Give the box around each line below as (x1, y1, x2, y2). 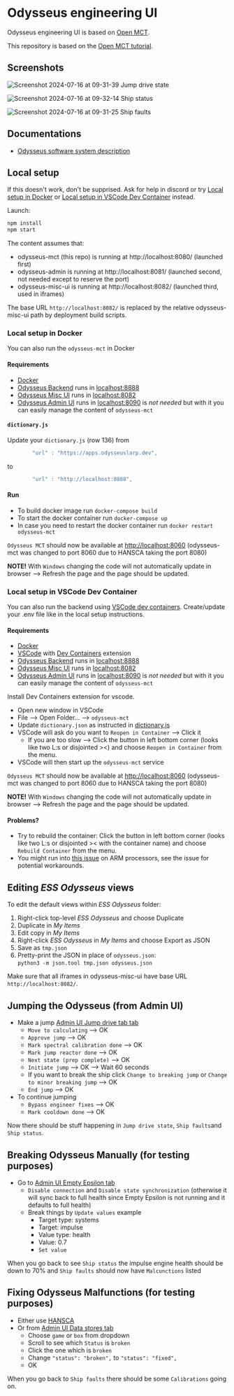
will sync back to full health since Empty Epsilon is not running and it (27, 1193, 226, 1201)
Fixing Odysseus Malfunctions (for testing (7, 1287, 196, 1299)
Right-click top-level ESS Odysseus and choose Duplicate (17, 914, 184, 922)
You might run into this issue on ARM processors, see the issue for (17, 854, 210, 863)
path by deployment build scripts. (30, 311, 127, 319)
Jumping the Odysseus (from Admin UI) (7, 1000, 184, 1012)
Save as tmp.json (17, 944, 68, 952)
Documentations (7, 128, 82, 140)
